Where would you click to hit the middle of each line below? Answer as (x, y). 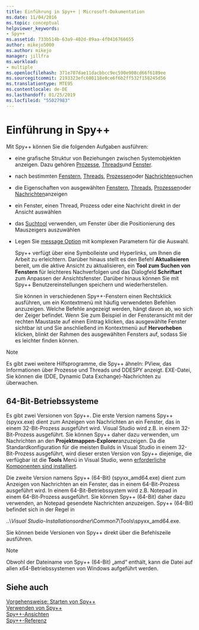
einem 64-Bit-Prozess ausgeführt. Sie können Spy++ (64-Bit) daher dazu (96, 497)
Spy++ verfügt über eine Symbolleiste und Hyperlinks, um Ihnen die (98, 253)
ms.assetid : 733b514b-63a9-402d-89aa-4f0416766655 (70, 39)
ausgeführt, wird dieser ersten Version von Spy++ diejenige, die (114, 453)
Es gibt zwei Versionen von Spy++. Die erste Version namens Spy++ (90, 416)
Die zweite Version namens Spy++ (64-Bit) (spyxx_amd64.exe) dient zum (96, 478)
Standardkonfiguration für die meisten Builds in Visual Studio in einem (91, 447)
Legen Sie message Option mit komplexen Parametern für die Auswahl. (102, 241)
